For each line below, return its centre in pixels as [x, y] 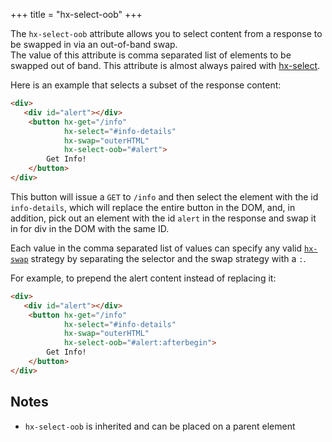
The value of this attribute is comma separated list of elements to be [151, 55]
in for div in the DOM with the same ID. [90, 228]
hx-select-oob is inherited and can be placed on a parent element [160, 426]
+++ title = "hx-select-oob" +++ [76, 14]
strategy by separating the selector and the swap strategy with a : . [168, 258]
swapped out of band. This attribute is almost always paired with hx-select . [165, 65]
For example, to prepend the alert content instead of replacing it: [143, 278]
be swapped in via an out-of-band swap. [94, 44]
